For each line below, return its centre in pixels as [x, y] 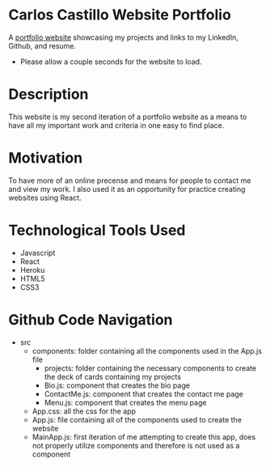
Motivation [46, 158]
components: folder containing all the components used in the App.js [147, 350]
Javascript [38, 253]
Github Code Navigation [91, 319]
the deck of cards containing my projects [113, 376]
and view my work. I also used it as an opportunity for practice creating [127, 189]
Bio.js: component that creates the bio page [117, 385]
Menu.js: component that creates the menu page [125, 402]
